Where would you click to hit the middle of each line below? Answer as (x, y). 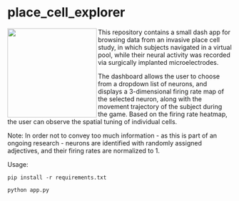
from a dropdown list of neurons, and (153, 83)
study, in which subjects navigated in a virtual (165, 47)
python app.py (29, 190)
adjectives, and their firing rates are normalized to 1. (84, 150)
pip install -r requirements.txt (57, 177)
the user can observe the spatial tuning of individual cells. (92, 121)
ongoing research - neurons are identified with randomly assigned (105, 143)
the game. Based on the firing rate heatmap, (163, 114)
